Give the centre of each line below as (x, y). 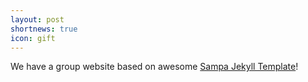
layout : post (37, 19)
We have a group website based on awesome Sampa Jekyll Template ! (154, 67)
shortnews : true (44, 29)
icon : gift (33, 38)
